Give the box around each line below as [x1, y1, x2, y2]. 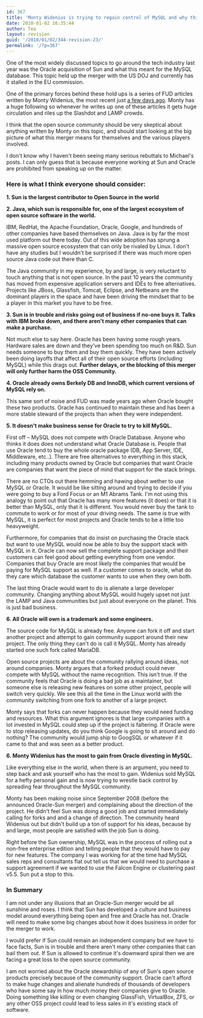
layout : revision [6, 31, 50, 37]
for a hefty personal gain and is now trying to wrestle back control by [6, 777, 178, 784]
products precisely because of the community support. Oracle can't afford [6, 974, 192, 982]
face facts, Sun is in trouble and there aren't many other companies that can [6, 943, 196, 950]
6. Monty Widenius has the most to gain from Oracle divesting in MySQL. [6, 752, 193, 759]
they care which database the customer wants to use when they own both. [6, 573, 192, 580]
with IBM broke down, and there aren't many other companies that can [6, 318, 187, 325]
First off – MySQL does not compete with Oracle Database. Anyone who [6, 434, 185, 441]
